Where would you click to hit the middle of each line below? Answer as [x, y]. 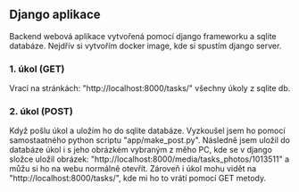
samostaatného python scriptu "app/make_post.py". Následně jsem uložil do [149, 140]
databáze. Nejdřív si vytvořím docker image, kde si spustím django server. [145, 46]
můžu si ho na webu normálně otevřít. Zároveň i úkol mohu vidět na [133, 169]
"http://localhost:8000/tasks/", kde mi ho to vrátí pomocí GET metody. [137, 179]
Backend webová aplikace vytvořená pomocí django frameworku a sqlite [143, 36]
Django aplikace [55, 15]
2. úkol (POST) [41, 112]
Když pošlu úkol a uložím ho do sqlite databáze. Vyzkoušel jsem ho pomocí [147, 131]
